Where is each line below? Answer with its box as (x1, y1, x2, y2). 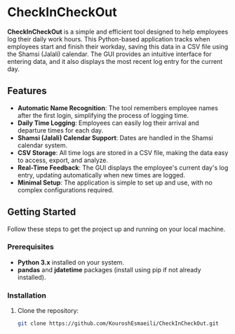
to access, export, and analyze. (17, 156, 109, 164)
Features (7, 85, 47, 97)
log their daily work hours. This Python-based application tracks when (7, 34, 210, 43)
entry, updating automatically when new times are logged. (17, 171, 186, 179)
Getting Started (7, 206, 76, 218)
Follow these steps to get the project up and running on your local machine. (7, 225, 226, 233)
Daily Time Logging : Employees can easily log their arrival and (17, 119, 199, 127)
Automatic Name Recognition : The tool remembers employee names (17, 103, 219, 112)
